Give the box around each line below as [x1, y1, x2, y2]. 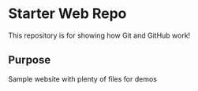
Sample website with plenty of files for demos [8, 74, 158, 83]
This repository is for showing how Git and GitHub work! [8, 31, 191, 40]
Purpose [8, 53, 51, 67]
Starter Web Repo [8, 5, 127, 23]
